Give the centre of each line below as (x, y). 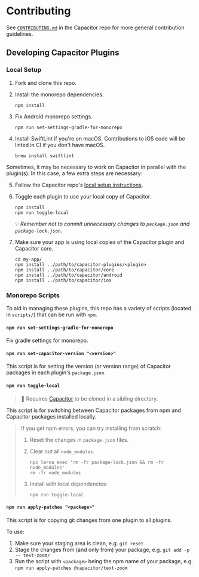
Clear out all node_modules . (62, 451)
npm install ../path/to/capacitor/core (65, 270)
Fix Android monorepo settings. (53, 116)
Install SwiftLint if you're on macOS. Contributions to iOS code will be (100, 138)
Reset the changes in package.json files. (79, 439)
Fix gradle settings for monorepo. (47, 341)
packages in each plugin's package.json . (56, 373)
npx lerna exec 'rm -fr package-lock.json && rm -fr (97, 462)
